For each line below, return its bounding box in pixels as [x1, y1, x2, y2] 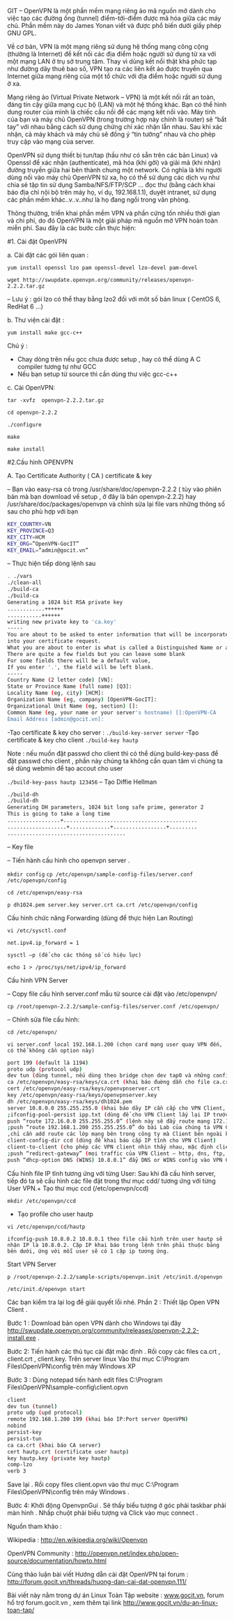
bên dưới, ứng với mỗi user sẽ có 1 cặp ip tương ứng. [7, 1248, 170, 1255]
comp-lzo [7, 1461, 33, 1468]
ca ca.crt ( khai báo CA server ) [7, 1442, 101, 1449]
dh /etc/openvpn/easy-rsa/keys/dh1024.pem [7, 1098, 132, 1105]
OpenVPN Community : [7, 1549, 74, 1557]
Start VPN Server [7, 1260, 57, 1268]
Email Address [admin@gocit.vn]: [7, 715, 104, 722]
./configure [7, 421, 42, 428]
